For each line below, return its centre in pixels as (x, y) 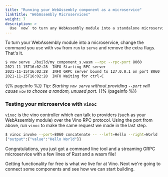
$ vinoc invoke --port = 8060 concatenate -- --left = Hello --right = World (81, 134)
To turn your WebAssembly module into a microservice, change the (74, 42)
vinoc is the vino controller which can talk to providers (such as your (75, 115)
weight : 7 (15, 19)
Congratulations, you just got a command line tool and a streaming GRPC (80, 149)
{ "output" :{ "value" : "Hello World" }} (43, 139)
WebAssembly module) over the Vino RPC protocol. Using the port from (79, 120)
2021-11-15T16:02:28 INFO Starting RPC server (56, 67)
